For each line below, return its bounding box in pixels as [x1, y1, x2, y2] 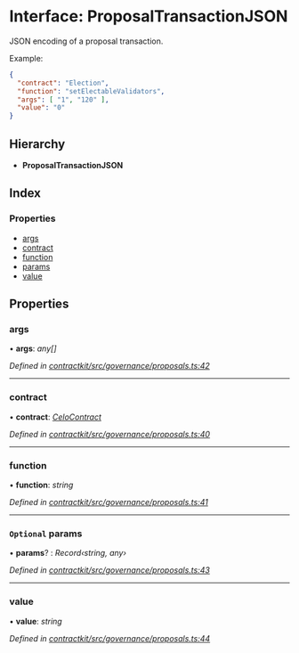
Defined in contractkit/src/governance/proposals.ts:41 [9, 496, 209, 507]
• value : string [9, 616, 62, 626]
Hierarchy [9, 136, 66, 151]
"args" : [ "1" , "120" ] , [17, 95, 109, 104]
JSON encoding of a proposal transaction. [9, 36, 164, 46]
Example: [9, 53, 44, 63]
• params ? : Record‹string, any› [9, 548, 127, 559]
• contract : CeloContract [9, 412, 102, 422]
